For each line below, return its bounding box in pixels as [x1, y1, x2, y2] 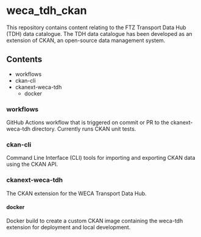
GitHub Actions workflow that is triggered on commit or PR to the [6, 119, 169, 126]
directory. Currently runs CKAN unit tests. [32, 125, 136, 132]
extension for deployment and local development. [6, 223, 131, 231]
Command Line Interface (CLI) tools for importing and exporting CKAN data [6, 154, 196, 162]
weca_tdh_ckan [6, 4, 87, 18]
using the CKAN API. [6, 160, 58, 168]
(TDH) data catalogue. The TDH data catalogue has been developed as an [6, 30, 193, 37]
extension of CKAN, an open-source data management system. [6, 36, 166, 44]
